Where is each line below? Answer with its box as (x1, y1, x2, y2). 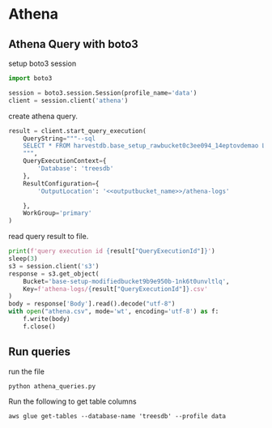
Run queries (8, 345, 71, 359)
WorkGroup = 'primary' (23, 209, 92, 217)
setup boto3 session (8, 58, 77, 68)
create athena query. (8, 111, 79, 121)
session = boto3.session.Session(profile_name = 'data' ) (8, 88, 198, 97)
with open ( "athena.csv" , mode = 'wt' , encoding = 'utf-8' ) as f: (8, 307, 219, 316)
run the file (8, 366, 45, 376)
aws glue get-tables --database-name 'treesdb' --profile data (8, 412, 227, 420)
